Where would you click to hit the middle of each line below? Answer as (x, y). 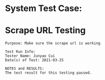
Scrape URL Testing (45, 31)
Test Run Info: (20, 52)
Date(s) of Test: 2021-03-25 (34, 60)
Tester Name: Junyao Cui (30, 56)
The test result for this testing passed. (48, 73)
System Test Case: (44, 8)
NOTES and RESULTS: (25, 69)
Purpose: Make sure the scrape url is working (53, 43)
